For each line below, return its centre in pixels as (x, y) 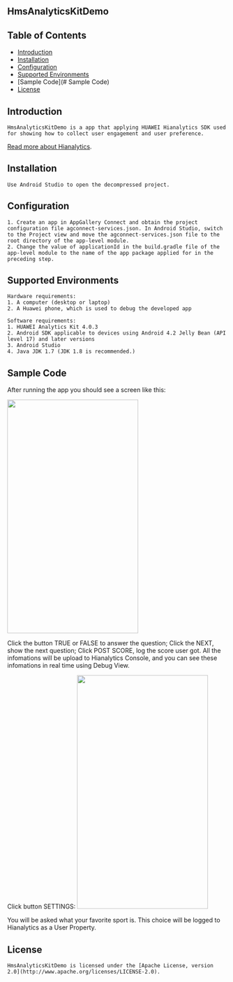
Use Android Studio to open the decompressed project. (89, 185)
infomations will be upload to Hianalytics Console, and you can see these (112, 658)
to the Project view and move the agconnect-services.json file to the (113, 234)
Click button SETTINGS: (42, 906)
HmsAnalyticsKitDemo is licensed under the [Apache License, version (111, 966)
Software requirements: (42, 321)
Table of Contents (47, 35)
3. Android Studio (34, 346)
